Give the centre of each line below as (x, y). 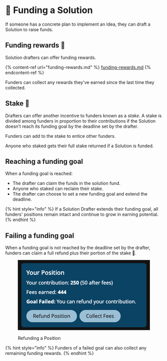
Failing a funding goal (40, 236)
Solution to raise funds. (29, 29)
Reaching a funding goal (44, 161)
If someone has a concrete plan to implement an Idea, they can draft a (78, 24)
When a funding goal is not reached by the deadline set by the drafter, (78, 248)
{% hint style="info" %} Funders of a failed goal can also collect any (76, 348)
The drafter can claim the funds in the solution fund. (66, 184)
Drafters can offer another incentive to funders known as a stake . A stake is (83, 116)
